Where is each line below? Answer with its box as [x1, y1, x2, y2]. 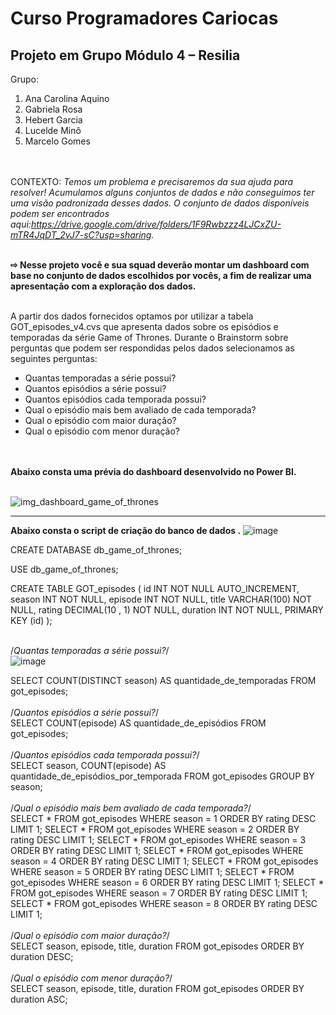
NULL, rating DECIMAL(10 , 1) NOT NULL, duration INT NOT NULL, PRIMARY [10, 604, 324, 616]
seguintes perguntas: [10, 353, 98, 364]
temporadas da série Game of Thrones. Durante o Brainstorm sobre [10, 332, 289, 343]
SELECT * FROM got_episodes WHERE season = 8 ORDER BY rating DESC [10, 898, 318, 909]
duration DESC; [10, 951, 74, 962]
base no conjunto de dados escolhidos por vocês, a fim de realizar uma [10, 270, 312, 281]
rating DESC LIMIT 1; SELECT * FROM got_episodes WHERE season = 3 [10, 834, 307, 846]
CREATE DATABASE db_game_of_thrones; [10, 544, 183, 556]
